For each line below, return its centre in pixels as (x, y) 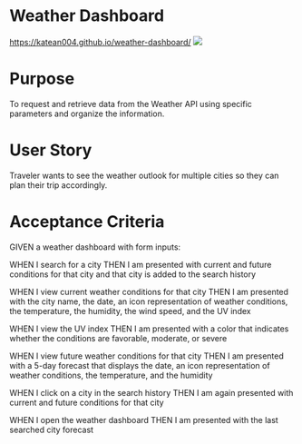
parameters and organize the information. (87, 113)
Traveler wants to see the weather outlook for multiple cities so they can (144, 175)
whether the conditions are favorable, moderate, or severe (118, 338)
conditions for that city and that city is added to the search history (133, 274)
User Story (51, 150)
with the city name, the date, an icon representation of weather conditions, (149, 301)
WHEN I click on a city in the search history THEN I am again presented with (151, 392)
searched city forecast (51, 429)
